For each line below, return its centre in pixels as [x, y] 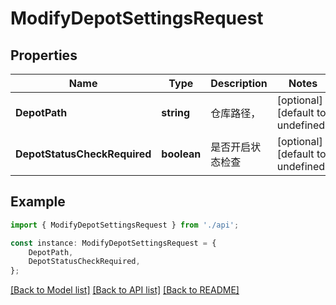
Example [38, 202]
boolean [181, 154]
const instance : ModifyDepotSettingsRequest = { [113, 243]
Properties [44, 55]
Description [239, 83]
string [176, 112]
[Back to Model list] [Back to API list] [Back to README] [125, 290]
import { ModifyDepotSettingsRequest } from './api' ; [125, 225]
